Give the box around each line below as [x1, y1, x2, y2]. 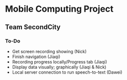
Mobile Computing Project [5, 3, 114, 15]
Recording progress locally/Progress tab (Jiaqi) [12, 59, 107, 64]
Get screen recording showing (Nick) [12, 48, 87, 54]
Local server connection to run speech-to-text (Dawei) [12, 69, 123, 75]
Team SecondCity [5, 23, 61, 31]
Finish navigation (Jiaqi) [12, 54, 61, 60]
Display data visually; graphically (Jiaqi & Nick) [12, 64, 106, 70]
